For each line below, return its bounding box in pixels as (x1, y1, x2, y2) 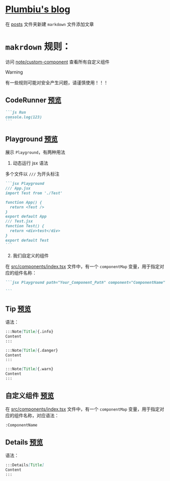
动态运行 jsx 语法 (12, 160, 48, 166)
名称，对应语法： (22, 412, 59, 418)
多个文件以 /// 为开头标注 (5, 171, 60, 177)
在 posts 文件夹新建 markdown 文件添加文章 (5, 21, 94, 27)
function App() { (5, 200, 42, 205)
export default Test (5, 237, 50, 243)
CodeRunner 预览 (5, 96, 62, 105)
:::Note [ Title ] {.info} (5, 329, 54, 334)
